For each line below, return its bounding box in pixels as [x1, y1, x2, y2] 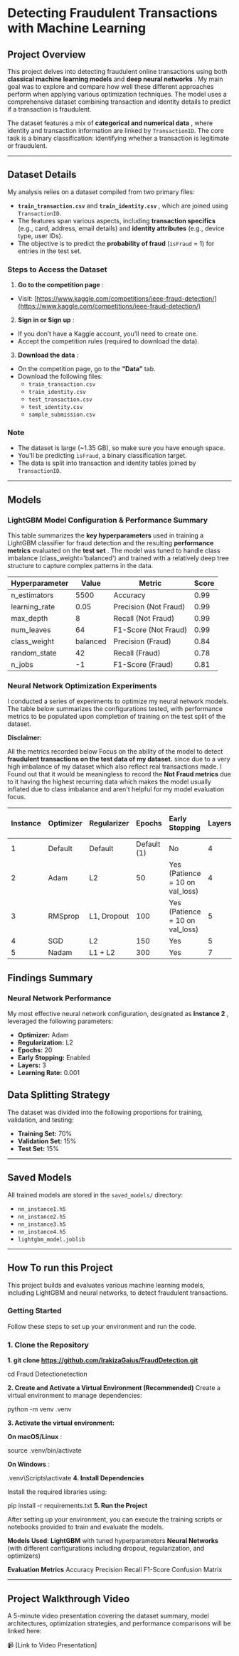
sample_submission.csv [28, 411, 96, 419]
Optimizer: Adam [17, 1031, 69, 1040]
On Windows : [7, 1460, 50, 1469]
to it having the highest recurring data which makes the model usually [7, 777, 212, 786]
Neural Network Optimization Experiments [7, 681, 157, 691]
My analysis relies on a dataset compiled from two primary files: [7, 187, 195, 196]
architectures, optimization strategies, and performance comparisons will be [7, 1619, 231, 1628]
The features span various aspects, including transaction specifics [17, 216, 216, 225]
